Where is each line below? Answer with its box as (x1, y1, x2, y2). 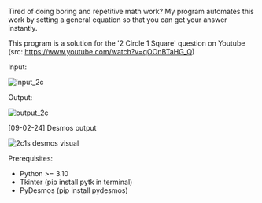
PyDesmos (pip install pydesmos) (19, 186, 128, 195)
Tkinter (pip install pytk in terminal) (19, 177, 133, 186)
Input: (8, 62, 28, 72)
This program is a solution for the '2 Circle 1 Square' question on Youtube (8, 39, 245, 48)
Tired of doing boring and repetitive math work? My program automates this (8, 7, 254, 16)
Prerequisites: (8, 153, 54, 163)
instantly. (8, 24, 38, 32)
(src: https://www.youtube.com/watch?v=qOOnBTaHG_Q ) (8, 47, 195, 56)
